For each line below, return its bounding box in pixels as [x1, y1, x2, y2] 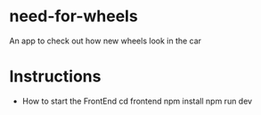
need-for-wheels [9, 6, 138, 27]
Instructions [9, 66, 102, 87]
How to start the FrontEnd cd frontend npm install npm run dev [21, 96, 252, 106]
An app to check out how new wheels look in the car [9, 35, 202, 46]
